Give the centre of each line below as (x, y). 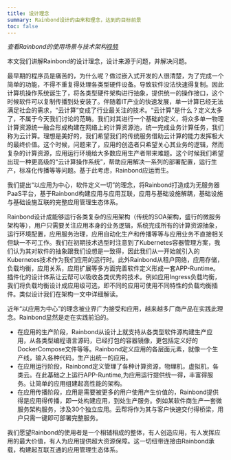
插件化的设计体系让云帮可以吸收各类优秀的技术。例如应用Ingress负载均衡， (114, 277)
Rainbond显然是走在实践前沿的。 (66, 318)
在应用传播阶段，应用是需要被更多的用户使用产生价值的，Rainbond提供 (118, 392)
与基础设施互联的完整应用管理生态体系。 (64, 202)
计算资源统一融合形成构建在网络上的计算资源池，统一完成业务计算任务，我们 (115, 127)
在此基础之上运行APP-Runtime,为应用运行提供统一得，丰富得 (121, 375)
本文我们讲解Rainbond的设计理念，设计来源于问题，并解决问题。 (99, 61)
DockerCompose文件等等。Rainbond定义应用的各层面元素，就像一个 (114, 349)
